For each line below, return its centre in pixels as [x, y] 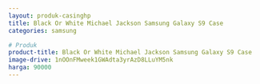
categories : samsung [43, 30]
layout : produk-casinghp [50, 16]
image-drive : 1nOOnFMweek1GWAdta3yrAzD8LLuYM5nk [91, 60]
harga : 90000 [30, 68]
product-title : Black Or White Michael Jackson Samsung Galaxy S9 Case [130, 53]
